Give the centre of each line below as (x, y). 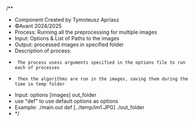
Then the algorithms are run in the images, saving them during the (103, 79)
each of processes (37, 68)
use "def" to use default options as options (66, 101)
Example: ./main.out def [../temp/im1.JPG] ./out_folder (79, 107)
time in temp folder (40, 84)
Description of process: (43, 51)
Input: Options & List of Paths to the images (67, 38)
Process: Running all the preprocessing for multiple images (86, 32)
